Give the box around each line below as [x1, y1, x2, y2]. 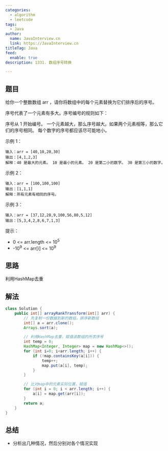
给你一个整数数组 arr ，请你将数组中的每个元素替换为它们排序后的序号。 [5, 99, 157, 105]
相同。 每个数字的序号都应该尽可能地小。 [22, 127, 110, 134]
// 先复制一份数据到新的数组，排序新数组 [23, 315, 99, 320]
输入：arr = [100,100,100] [5, 181, 60, 186]
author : [5, 31, 22, 36]
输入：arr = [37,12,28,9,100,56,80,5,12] [5, 213, 92, 218]
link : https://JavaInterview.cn [10, 41, 79, 46]
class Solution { [5, 306, 42, 311]
